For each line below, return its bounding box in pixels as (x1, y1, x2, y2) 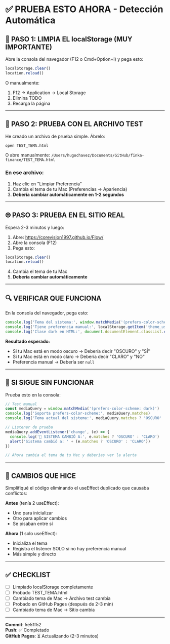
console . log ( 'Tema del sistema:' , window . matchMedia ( (5, 320, 121, 325)
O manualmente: (5, 79, 39, 86)
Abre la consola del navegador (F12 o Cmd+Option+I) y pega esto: (5, 56, 144, 62)
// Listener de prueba (5, 425, 53, 430)
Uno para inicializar (12, 510, 53, 516)
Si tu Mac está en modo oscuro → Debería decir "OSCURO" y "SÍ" (12, 348, 150, 354)
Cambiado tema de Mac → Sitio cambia (12, 607, 95, 613)
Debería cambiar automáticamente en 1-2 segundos (12, 191, 124, 197)
